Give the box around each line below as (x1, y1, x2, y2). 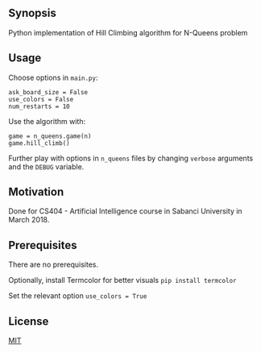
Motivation (8, 185, 64, 199)
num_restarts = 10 (8, 102, 70, 110)
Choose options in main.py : (8, 73, 98, 82)
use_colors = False (8, 95, 74, 103)
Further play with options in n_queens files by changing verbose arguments (8, 153, 254, 163)
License (8, 314, 49, 328)
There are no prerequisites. (8, 260, 99, 269)
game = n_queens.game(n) (8, 132, 92, 140)
